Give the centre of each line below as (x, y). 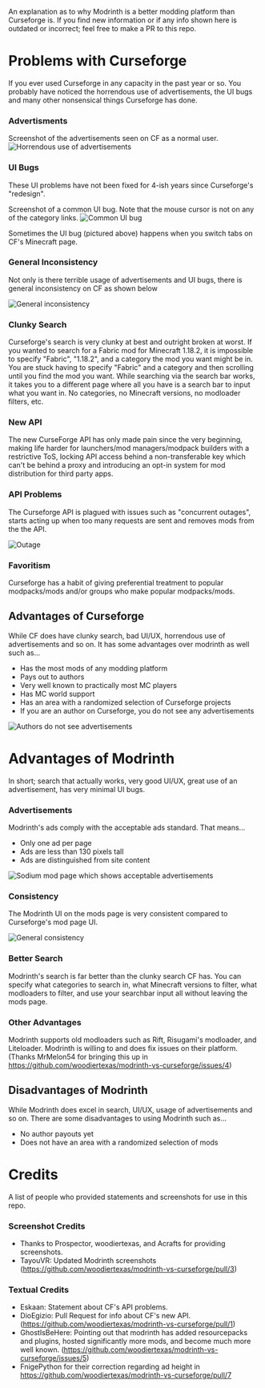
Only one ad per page (56, 843)
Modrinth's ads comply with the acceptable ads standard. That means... (127, 827)
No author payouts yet (57, 1133)
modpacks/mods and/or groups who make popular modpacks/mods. (122, 591)
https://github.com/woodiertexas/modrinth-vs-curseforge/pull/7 (126, 1375)
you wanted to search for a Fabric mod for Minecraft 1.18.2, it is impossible (131, 351)
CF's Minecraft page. (43, 241)
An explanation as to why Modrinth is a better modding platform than (122, 12)
